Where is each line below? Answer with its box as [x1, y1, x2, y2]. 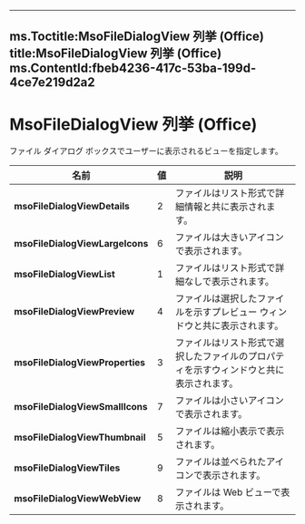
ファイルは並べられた [175, 455, 267, 468]
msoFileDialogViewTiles [14, 461, 121, 474]
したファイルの [184, 350, 249, 363]
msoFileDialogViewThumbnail [14, 432, 146, 444]
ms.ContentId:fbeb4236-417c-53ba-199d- [9, 61, 257, 76]
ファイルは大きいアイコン [175, 231, 284, 244]
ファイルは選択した [175, 292, 258, 305]
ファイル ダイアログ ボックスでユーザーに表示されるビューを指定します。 [9, 146, 283, 157]
